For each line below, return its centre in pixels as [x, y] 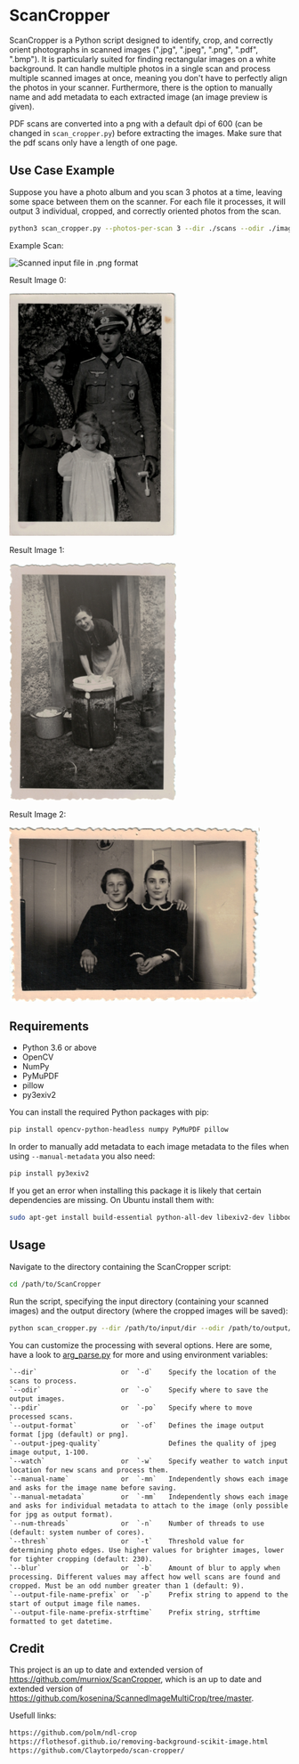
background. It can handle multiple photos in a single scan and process [140, 69]
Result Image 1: [37, 550]
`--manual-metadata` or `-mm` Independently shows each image [149, 1497]
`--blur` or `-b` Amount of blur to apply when [145, 1568]
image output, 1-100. [49, 1452]
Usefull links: [33, 1716]
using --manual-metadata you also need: [82, 1156]
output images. [37, 1399]
